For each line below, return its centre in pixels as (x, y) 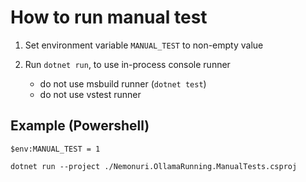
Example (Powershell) (80, 126)
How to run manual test (109, 17)
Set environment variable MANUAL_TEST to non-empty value (144, 45)
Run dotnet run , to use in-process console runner (127, 64)
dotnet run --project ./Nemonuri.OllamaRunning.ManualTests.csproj (154, 166)
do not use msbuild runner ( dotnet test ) (123, 83)
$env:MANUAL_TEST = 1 (55, 149)
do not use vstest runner (90, 94)
